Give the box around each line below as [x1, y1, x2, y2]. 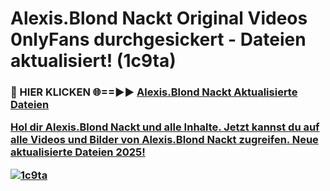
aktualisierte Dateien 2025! [10, 145, 146, 159]
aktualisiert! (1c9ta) [10, 50, 177, 72]
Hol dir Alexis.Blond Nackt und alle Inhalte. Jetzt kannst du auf [10, 120, 320, 134]
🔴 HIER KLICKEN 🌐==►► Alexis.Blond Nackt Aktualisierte [10, 85, 298, 99]
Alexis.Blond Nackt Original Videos [10, 7, 308, 30]
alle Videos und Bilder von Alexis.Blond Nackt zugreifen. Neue [10, 133, 319, 147]
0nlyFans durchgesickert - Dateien [10, 28, 307, 51]
